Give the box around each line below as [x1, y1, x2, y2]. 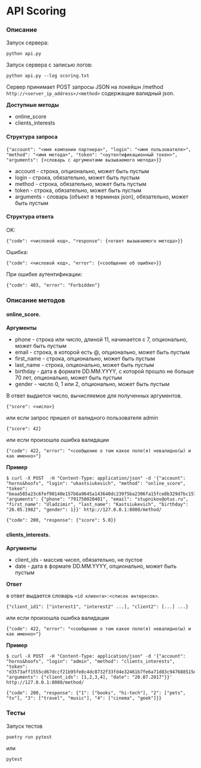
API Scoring [6, 4, 66, 18]
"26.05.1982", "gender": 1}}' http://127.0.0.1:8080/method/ [6, 507, 162, 513]
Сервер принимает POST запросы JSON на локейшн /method [6, 83, 163, 91]
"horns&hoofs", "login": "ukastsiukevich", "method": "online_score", [6, 481, 186, 487]
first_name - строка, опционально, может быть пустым [14, 355, 156, 362]
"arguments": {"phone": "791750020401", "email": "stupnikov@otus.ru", [6, 496, 188, 502]
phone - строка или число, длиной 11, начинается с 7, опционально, [14, 336, 188, 343]
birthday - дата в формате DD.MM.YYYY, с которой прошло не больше [14, 368, 194, 375]
